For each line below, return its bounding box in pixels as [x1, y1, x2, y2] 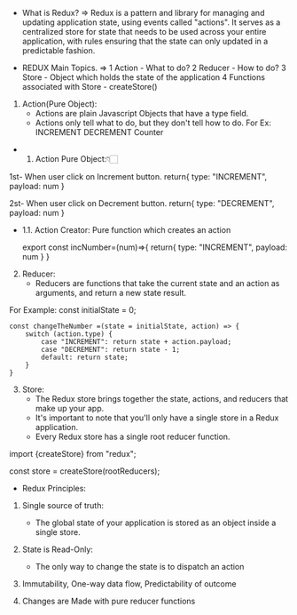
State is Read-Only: [21, 544, 93, 555]
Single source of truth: [21, 500, 105, 510]
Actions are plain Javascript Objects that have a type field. [35, 108, 249, 118]
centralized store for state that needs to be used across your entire [21, 27, 267, 36]
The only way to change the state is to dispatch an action [35, 562, 245, 571]
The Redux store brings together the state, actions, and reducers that [35, 394, 289, 403]
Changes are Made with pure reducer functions [21, 595, 196, 606]
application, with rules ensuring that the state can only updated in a [21, 36, 269, 46]
